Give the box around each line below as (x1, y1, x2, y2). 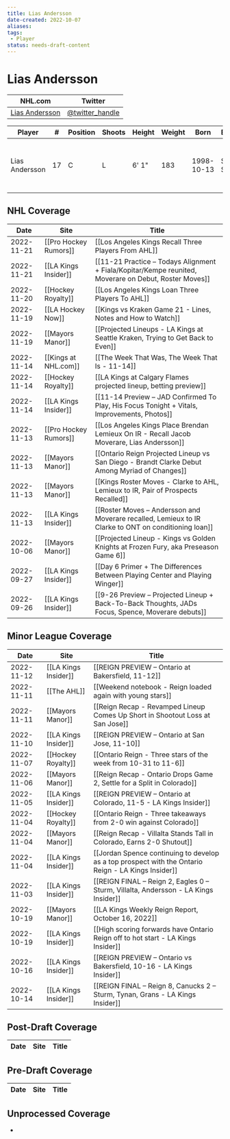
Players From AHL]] (94, 245, 158, 255)
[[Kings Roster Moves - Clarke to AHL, (94, 477, 219, 487)
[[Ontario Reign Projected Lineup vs (94, 448, 210, 458)
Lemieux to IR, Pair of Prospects (94, 485, 198, 495)
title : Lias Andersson (7, 10, 72, 17)
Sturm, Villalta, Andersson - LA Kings (93, 885, 214, 894)
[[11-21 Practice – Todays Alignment (94, 256, 216, 266)
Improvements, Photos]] (94, 409, 173, 419)
